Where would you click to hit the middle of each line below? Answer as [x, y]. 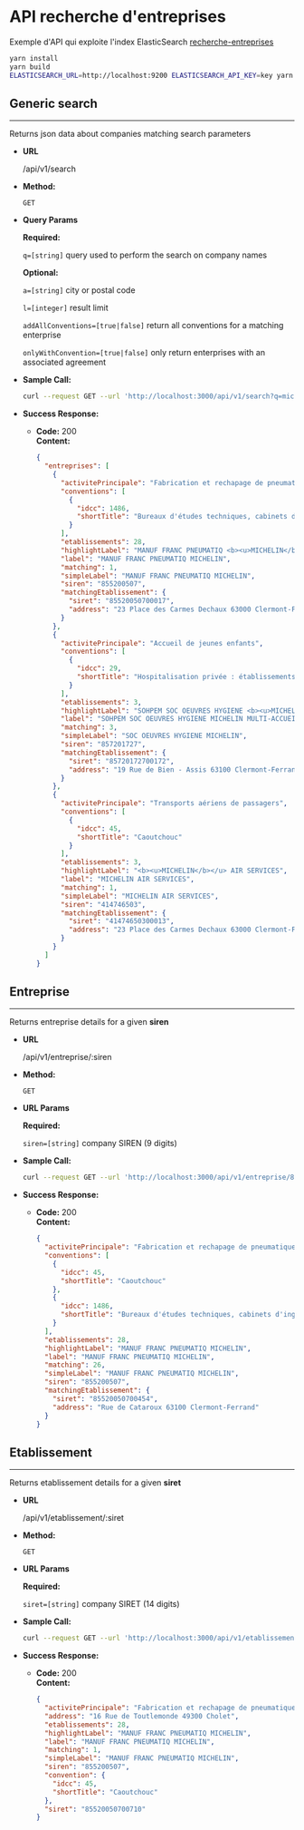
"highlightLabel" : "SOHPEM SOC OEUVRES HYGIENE [152, 711]
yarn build [30, 67]
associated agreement [64, 362]
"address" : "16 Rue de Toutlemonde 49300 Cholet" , [142, 1716]
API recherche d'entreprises [118, 17]
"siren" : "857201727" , [103, 745]
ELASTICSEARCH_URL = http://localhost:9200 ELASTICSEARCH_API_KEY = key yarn [152, 75]
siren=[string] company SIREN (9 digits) [100, 1144]
